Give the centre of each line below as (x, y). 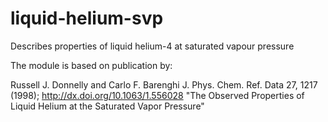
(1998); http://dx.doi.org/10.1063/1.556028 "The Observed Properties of (157, 95)
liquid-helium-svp (87, 18)
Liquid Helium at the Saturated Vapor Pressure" (107, 106)
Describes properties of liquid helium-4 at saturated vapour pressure (152, 46)
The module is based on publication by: (91, 65)
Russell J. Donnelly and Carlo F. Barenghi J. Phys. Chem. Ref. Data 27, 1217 (164, 84)
